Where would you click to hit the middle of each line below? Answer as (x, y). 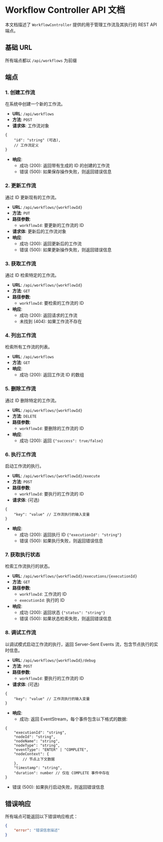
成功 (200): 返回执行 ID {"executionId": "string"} (70, 534)
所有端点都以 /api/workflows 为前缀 (41, 60)
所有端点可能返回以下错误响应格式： (42, 817)
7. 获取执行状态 (23, 554)
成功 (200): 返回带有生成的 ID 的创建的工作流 (65, 166)
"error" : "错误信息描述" (37, 830)
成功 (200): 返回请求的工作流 (48, 315)
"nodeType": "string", (37, 745)
